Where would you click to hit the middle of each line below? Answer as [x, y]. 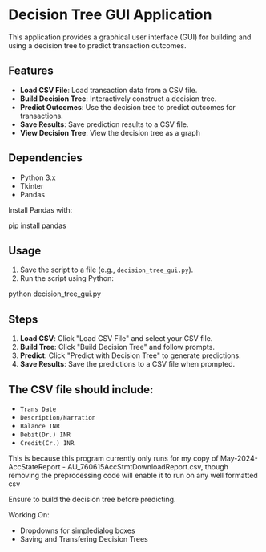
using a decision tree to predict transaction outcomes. [97, 45]
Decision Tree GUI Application [110, 15]
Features [31, 71]
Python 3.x [38, 177]
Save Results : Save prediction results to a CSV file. [104, 124]
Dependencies [45, 158]
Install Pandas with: [40, 209]
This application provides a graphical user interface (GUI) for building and [130, 37]
